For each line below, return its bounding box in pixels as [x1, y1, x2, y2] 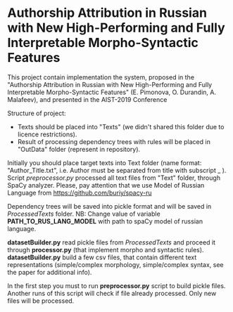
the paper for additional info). [7, 268, 92, 276]
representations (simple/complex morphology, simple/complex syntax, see [7, 260, 224, 268]
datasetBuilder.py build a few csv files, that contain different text [7, 253, 197, 261]
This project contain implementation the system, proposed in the [7, 72, 195, 82]
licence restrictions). [17, 130, 77, 138]
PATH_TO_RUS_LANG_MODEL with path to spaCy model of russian [7, 216, 203, 226]
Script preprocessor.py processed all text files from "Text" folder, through [7, 174, 220, 182]
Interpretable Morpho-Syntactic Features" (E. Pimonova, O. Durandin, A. [7, 88, 217, 96]
